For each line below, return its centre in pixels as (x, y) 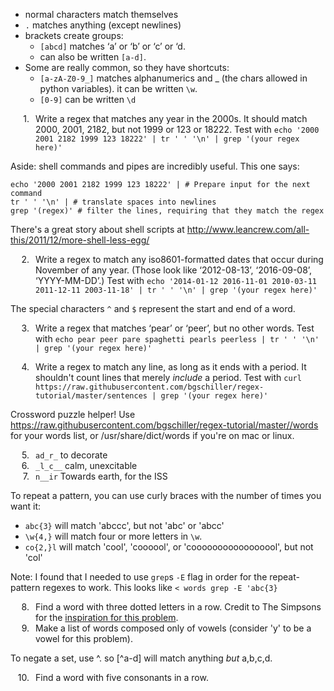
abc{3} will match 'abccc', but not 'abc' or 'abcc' (124, 525)
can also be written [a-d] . (93, 57)
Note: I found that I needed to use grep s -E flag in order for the (139, 577)
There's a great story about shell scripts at (97, 229)
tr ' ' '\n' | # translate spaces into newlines (113, 202)
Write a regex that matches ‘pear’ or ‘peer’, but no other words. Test (175, 328)
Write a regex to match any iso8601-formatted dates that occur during (179, 259)
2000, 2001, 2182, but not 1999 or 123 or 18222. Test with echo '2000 (177, 129)
